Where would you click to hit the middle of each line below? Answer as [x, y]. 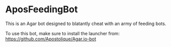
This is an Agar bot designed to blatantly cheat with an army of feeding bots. [86, 24]
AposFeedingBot [42, 9]
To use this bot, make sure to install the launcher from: [63, 33]
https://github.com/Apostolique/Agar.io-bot [51, 39]
